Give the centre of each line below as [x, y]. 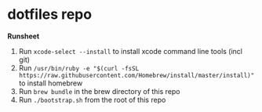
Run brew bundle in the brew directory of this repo [100, 91]
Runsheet [24, 36]
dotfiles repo [49, 14]
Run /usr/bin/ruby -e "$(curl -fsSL [79, 67]
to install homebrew [51, 83]
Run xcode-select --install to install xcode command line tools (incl [131, 51]
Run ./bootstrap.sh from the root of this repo [92, 99]
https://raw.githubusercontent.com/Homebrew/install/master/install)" [136, 75]
